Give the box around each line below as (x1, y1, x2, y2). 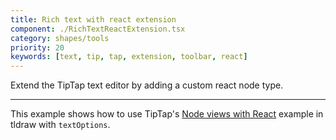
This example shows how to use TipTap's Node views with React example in (10, 108, 324, 120)
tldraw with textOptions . (10, 119, 111, 131)
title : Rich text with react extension (10, 14, 177, 25)
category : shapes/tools (10, 33, 110, 43)
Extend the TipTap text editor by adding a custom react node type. (10, 79, 284, 91)
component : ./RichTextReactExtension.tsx (10, 24, 186, 34)
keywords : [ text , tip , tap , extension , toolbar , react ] (10, 52, 248, 62)
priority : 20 (10, 42, 65, 53)
